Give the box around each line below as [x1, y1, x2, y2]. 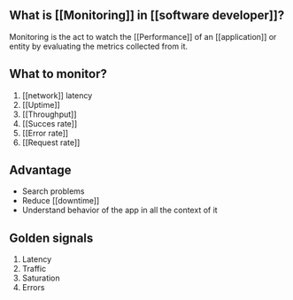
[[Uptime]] [21, 99, 60, 110]
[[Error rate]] [21, 127, 69, 138]
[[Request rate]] [21, 137, 81, 148]
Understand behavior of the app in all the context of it [21, 204, 219, 216]
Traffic [21, 264, 47, 274]
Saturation [21, 273, 60, 283]
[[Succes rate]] [21, 118, 78, 128]
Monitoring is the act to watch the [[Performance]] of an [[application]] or [9, 31, 277, 42]
